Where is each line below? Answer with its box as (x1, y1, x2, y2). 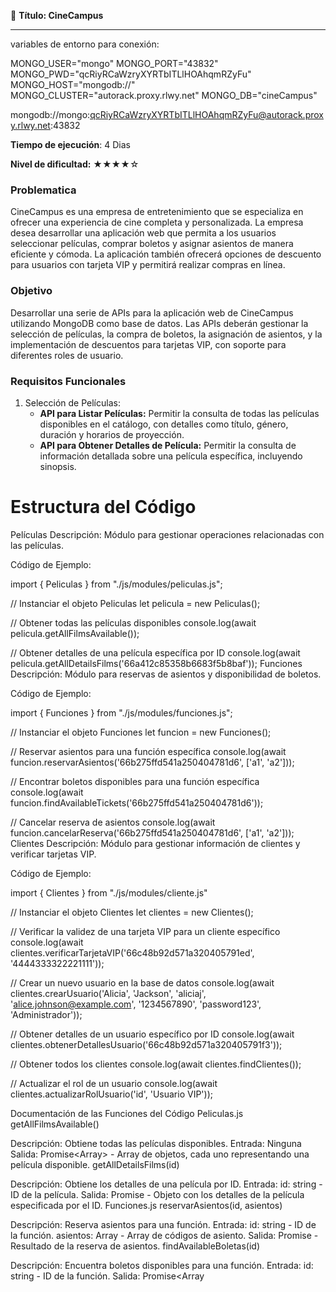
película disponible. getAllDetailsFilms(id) (10, 1158, 180, 1170)
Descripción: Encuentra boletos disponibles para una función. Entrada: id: (10, 1259, 314, 1271)
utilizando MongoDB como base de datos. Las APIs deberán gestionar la (10, 317, 309, 329)
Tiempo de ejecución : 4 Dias (10, 139, 131, 150)
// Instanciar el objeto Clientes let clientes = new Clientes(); (10, 906, 254, 918)
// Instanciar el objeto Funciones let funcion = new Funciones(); (10, 726, 272, 738)
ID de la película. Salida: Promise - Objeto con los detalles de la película (10, 1188, 305, 1200)
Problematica (10, 183, 77, 197)
